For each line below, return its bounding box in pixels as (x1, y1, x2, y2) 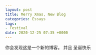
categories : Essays (5, 16, 46, 21)
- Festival (5, 26, 28, 31)
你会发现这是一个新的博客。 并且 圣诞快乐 (5, 45, 91, 50)
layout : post (5, 7, 32, 12)
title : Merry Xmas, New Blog (5, 12, 66, 17)
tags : (5, 21, 16, 26)
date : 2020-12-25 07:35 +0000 (5, 30, 68, 35)
